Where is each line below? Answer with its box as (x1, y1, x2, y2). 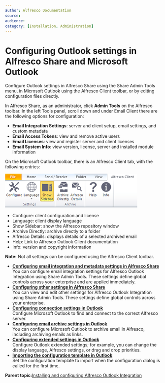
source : (5, 13, 21, 18)
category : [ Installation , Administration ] (5, 24, 94, 29)
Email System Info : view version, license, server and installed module (12, 144, 154, 150)
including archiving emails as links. (12, 331, 83, 338)
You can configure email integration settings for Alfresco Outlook (12, 268, 144, 274)
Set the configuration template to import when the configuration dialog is (12, 358, 160, 364)
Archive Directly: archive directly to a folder (12, 229, 100, 234)
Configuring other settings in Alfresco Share (12, 284, 105, 290)
